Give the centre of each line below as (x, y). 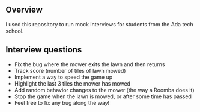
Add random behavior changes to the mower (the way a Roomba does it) (104, 90)
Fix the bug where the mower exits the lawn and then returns (89, 64)
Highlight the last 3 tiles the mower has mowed (72, 83)
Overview (24, 10)
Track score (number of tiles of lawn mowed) (70, 70)
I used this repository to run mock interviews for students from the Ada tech (99, 24)
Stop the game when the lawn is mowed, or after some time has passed (103, 96)
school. (15, 31)
